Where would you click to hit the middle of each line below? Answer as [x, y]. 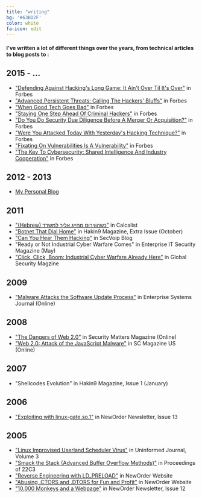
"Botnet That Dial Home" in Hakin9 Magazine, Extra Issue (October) [99, 232]
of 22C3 [25, 469]
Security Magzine [37, 263]
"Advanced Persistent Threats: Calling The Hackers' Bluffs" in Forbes [101, 101]
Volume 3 [27, 456]
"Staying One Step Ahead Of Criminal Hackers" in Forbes [86, 113]
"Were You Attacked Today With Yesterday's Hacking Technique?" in [100, 133]
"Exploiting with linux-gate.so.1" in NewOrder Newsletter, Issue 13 [96, 417]
